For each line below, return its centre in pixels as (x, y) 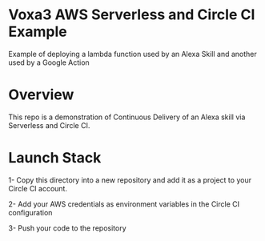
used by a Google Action (49, 62)
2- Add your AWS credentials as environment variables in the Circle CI (124, 204)
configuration (30, 212)
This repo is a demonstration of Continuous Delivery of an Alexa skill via (127, 117)
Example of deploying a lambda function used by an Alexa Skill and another (133, 54)
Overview (41, 95)
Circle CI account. (38, 188)
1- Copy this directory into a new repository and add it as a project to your (130, 180)
